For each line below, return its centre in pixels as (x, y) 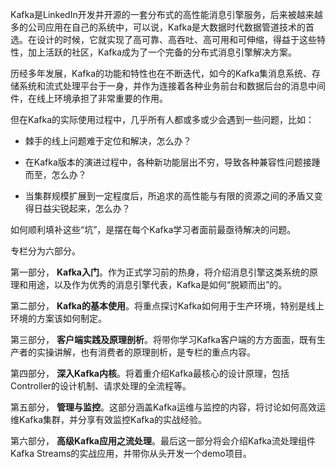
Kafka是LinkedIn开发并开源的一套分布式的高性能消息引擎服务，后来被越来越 (166, 14)
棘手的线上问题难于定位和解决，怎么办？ (108, 141)
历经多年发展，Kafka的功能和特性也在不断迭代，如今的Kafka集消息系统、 (161, 73)
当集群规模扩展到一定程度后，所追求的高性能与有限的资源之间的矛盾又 (169, 196)
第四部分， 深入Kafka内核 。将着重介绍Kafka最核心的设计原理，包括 (150, 373)
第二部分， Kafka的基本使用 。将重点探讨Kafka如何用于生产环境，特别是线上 (167, 306)
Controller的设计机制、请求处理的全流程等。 (101, 386)
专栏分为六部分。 (45, 251)
